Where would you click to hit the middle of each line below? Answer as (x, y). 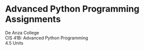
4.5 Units (14, 43)
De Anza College (22, 33)
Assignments (33, 19)
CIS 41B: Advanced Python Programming (47, 38)
